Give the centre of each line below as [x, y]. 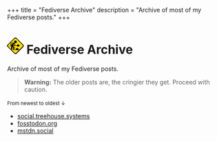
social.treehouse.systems [53, 116]
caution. [35, 89]
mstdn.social [35, 131]
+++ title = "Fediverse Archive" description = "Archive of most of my [104, 10]
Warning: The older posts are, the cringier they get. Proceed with [117, 82]
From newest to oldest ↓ [36, 103]
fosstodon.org [37, 123]
